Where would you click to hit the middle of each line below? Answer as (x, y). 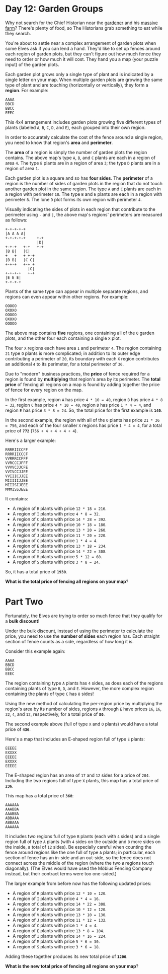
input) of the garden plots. (32, 64)
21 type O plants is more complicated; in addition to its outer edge (73, 353)
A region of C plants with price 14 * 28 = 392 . (59, 519)
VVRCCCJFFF (17, 463)
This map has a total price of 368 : (39, 795)
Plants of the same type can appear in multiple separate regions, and (77, 291)
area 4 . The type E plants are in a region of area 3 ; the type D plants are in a (82, 163)
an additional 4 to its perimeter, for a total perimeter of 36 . (65, 364)
